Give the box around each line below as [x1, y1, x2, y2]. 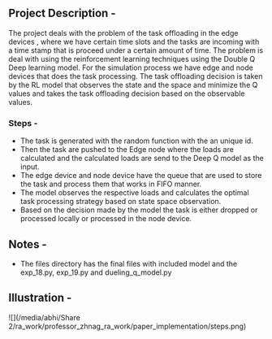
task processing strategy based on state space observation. [19, 197, 222, 206]
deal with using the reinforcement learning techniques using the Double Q [8, 54, 256, 63]
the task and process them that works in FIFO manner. [19, 179, 202, 189]
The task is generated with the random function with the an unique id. [19, 136, 253, 146]
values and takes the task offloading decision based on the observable [8, 89, 245, 98]
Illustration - [8, 291, 72, 305]
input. [19, 162, 40, 172]
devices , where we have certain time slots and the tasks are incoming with [8, 37, 260, 46]
